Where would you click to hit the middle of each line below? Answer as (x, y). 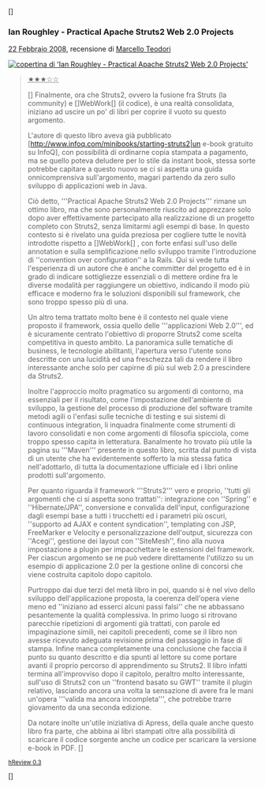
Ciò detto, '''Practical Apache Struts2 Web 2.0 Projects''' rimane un (137, 202)
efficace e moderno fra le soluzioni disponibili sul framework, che (134, 294)
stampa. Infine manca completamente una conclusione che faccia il (137, 649)
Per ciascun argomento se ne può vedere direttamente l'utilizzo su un (140, 558)
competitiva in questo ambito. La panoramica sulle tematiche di (130, 342)
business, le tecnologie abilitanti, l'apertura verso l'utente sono (129, 351)
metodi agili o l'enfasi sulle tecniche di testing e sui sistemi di (127, 417)
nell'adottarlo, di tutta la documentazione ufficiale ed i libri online (132, 467)
